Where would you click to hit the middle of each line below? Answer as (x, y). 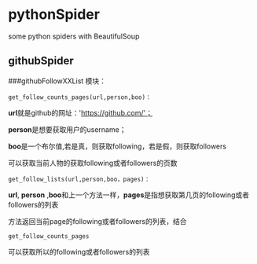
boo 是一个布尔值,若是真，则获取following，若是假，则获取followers (117, 146)
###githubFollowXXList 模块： (57, 81)
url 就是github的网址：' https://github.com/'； (81, 112)
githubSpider (41, 61)
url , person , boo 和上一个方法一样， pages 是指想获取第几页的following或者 (129, 195)
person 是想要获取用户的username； (67, 129)
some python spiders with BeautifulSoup (74, 36)
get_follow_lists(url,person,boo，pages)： (79, 179)
